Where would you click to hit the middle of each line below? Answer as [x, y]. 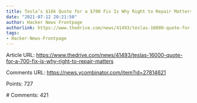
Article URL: [21, 55]
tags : [13, 33]
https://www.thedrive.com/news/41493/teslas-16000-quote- [109, 55]
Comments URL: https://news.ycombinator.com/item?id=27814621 [86, 72]
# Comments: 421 [27, 95]
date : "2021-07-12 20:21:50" [42, 17]
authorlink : [21, 28]
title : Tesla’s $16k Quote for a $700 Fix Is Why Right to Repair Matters [99, 11]
